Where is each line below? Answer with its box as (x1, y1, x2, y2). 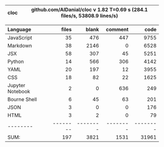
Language (7, 26, 32, 33)
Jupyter (7, 82, 25, 88)
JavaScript (7, 34, 33, 41)
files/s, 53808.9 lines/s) (61, 12, 118, 19)
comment (105, 26, 129, 33)
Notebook (7, 88, 30, 95)
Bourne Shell (7, 96, 37, 103)
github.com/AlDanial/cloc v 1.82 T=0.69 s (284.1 (31, 6, 148, 13)
